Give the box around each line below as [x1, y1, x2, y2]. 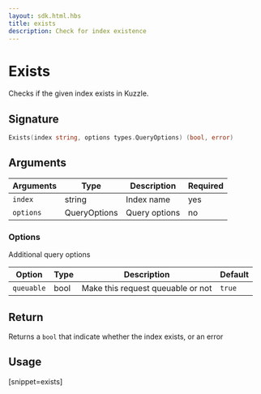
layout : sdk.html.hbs [8, 11, 82, 20]
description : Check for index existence [8, 27, 148, 35]
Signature [8, 112, 59, 126]
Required [187, 180, 225, 191]
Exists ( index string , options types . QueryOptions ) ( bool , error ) [8, 134, 233, 142]
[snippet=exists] [8, 376, 63, 386]
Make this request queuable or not [81, 283, 212, 294]
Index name [125, 194, 171, 205]
